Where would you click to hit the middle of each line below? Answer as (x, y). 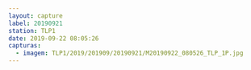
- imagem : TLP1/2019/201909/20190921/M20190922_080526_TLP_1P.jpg (130, 53)
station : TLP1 (32, 31)
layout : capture (36, 16)
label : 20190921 (36, 23)
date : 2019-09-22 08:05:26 (54, 38)
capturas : (25, 46)
